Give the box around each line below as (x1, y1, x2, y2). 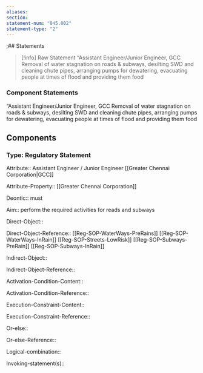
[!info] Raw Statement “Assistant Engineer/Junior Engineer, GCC (21, 54, 181, 61)
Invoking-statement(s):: (6, 360, 65, 367)
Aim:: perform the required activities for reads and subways (6, 206, 155, 214)
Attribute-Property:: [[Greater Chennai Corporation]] (6, 183, 137, 190)
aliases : (6, 8, 28, 15)
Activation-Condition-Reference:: (6, 289, 89, 297)
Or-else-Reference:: (6, 337, 56, 344)
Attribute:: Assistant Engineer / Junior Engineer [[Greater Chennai (6, 165, 170, 172)
